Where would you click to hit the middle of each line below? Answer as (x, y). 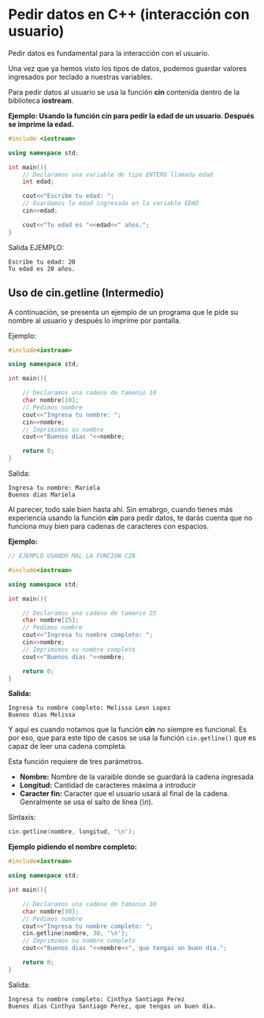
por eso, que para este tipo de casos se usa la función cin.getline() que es (132, 738)
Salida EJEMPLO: (36, 247)
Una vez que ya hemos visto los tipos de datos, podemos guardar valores (127, 68)
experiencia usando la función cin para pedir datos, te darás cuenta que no (130, 518)
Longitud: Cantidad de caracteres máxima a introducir (108, 785)
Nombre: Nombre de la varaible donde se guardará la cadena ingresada (136, 777)
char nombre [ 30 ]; (51, 911)
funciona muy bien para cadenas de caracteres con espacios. (108, 526)
